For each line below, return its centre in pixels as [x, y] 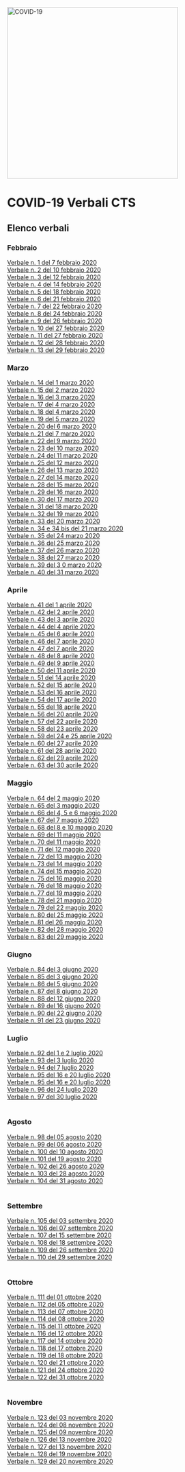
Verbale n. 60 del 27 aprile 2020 [53, 743]
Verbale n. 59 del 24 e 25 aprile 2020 [60, 736]
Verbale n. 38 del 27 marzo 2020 [54, 558]
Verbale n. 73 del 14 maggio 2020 [55, 863]
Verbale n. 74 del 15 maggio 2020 [54, 871]
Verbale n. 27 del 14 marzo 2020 [53, 478]
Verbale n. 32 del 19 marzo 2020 [53, 514]
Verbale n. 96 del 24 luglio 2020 [52, 1090]
